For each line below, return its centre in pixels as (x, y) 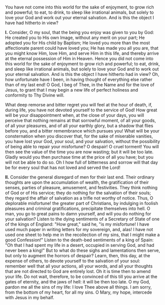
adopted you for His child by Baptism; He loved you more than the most (78, 43)
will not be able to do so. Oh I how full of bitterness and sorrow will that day (82, 162)
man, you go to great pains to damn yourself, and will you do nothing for (78, 214)
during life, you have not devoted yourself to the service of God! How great (81, 110)
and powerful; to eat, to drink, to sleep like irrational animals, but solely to (80, 12)
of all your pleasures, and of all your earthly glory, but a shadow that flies (79, 126)
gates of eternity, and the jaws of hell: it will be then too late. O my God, (78, 282)
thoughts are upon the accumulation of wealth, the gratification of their (77, 182)
